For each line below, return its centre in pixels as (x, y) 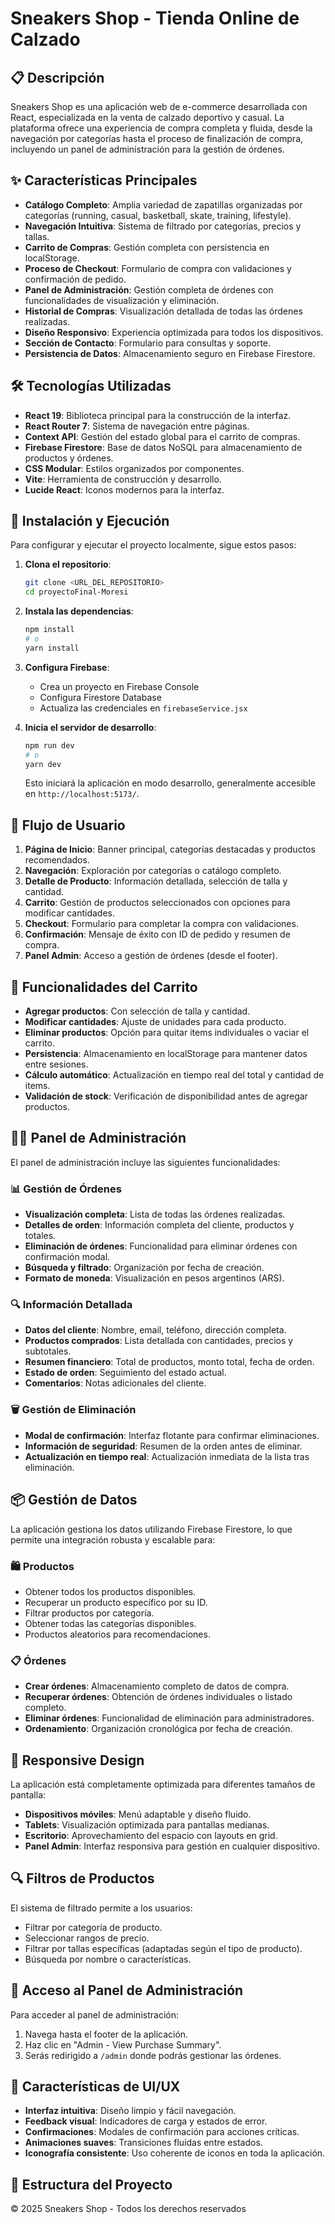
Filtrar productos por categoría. (89, 1613)
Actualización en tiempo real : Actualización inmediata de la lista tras (167, 1456)
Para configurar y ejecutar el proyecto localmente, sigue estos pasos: (153, 545)
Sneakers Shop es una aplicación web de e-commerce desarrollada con (159, 106)
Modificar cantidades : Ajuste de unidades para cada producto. (155, 1022)
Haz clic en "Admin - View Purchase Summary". (123, 2044)
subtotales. (48, 1351)
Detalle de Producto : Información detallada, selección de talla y (156, 881)
